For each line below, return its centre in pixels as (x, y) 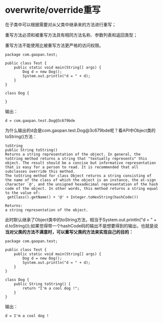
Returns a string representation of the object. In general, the (73, 154)
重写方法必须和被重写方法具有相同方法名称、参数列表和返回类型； (71, 35)
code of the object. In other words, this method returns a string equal (82, 188)
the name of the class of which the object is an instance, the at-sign (81, 180)
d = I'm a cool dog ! (27, 316)
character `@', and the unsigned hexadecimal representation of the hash (82, 184)
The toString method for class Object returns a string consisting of (78, 176)
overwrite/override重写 (53, 10)
